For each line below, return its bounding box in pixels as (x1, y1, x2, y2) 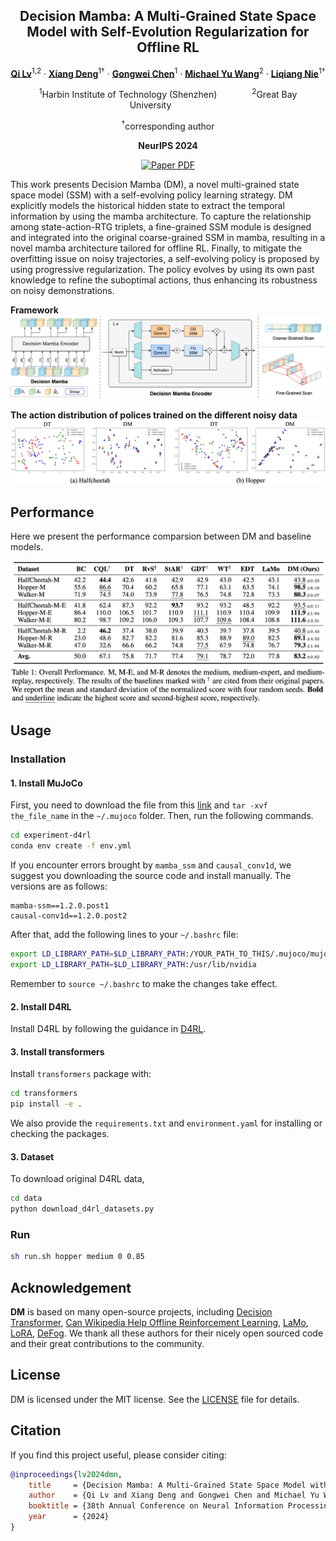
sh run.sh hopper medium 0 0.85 (10, 1252, 145, 1262)
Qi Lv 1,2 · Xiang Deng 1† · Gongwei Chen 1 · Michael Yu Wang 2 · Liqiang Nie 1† (10, 65, 326, 79)
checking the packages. (10, 1128, 110, 1140)
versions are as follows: (10, 880, 108, 893)
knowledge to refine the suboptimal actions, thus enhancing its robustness (10, 274, 318, 286)
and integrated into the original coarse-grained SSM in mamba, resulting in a (10, 231, 326, 243)
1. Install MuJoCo (10, 777, 83, 789)
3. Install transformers (10, 1045, 105, 1058)
